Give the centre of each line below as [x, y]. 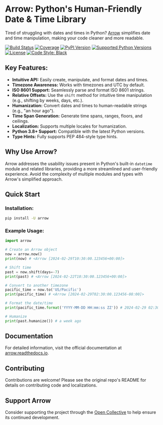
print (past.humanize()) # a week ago [43, 321]
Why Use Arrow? [31, 152]
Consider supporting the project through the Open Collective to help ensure [81, 412]
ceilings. [20, 121]
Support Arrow [28, 400]
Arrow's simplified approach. [34, 179]
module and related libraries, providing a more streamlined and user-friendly [81, 168]
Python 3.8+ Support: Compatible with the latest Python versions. [79, 131]
